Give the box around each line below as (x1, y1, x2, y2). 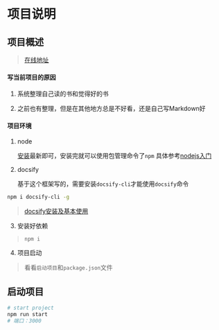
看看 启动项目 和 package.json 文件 (24, 263, 113, 272)
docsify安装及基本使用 (24, 207, 89, 216)
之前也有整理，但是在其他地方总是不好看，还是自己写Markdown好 (17, 105, 206, 113)
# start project (7, 304, 54, 312)
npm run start (7, 311, 49, 318)
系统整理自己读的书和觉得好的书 (17, 89, 109, 98)
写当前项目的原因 (7, 73, 56, 81)
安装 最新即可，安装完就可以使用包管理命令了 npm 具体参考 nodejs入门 (17, 152, 212, 160)
